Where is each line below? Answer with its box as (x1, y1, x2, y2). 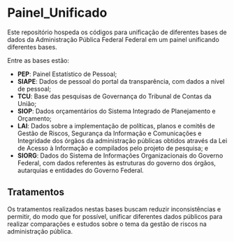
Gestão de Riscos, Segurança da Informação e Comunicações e (17, 129, 202, 137)
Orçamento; (17, 114, 52, 123)
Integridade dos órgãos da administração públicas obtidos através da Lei (17, 136, 228, 144)
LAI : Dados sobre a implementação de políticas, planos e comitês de (17, 121, 215, 130)
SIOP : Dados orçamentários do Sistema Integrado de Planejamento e (17, 107, 216, 115)
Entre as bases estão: (7, 56, 70, 64)
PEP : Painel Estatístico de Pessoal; (17, 70, 117, 78)
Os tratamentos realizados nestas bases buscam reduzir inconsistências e (7, 204, 221, 213)
